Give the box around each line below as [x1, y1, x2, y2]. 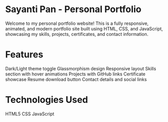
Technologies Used [5, 94, 89, 106]
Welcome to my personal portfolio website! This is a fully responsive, [5, 20, 149, 26]
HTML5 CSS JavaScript [5, 110, 55, 117]
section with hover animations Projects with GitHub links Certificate [5, 71, 146, 77]
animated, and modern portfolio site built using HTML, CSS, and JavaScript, [5, 25, 163, 31]
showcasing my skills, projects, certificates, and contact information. [5, 31, 149, 37]
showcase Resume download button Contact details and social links [5, 76, 147, 82]
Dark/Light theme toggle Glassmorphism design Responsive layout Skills [5, 65, 156, 71]
